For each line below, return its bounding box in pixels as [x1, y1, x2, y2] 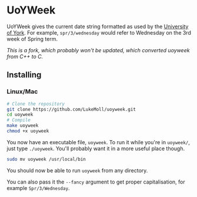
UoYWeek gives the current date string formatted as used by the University [6, 23, 189, 30]
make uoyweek [6, 123, 39, 129]
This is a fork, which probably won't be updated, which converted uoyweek [6, 46, 190, 53]
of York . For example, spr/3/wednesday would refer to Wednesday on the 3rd [6, 29, 192, 36]
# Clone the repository [6, 101, 65, 107]
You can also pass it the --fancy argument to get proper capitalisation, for [6, 178, 185, 185]
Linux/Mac [6, 87, 38, 96]
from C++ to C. [6, 53, 44, 60]
